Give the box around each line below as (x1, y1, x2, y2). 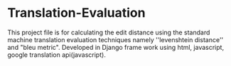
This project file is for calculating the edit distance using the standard (7, 28, 210, 37)
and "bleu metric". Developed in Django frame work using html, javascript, (7, 43, 225, 51)
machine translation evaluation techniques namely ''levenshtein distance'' (7, 35, 224, 44)
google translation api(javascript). (7, 51, 107, 59)
